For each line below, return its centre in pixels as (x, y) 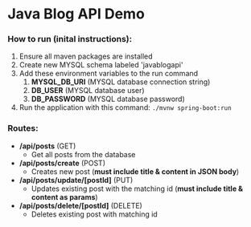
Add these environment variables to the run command (109, 74)
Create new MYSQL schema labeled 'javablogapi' (101, 65)
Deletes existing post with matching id (94, 214)
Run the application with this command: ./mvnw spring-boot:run (125, 107)
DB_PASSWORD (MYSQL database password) (108, 99)
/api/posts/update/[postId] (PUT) (76, 180)
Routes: (23, 128)
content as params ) (64, 197)
